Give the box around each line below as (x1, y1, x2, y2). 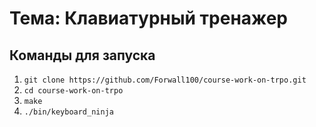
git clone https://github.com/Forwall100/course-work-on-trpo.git (23, 75, 307, 85)
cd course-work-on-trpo (23, 86, 124, 96)
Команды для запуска (9, 47, 156, 64)
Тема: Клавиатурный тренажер (9, 7, 289, 30)
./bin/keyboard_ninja (23, 107, 114, 117)
